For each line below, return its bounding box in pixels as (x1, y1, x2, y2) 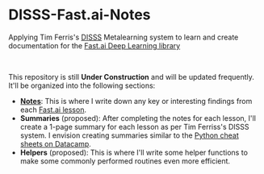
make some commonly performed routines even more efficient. (19, 155, 231, 166)
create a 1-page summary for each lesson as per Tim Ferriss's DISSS (19, 122, 249, 131)
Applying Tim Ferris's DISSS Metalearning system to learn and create (8, 32, 239, 42)
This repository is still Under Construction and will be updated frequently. (8, 72, 254, 81)
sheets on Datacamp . (19, 139, 91, 148)
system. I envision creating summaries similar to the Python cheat (19, 130, 240, 140)
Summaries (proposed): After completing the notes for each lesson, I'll (19, 113, 257, 122)
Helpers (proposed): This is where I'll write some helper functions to (19, 147, 249, 157)
